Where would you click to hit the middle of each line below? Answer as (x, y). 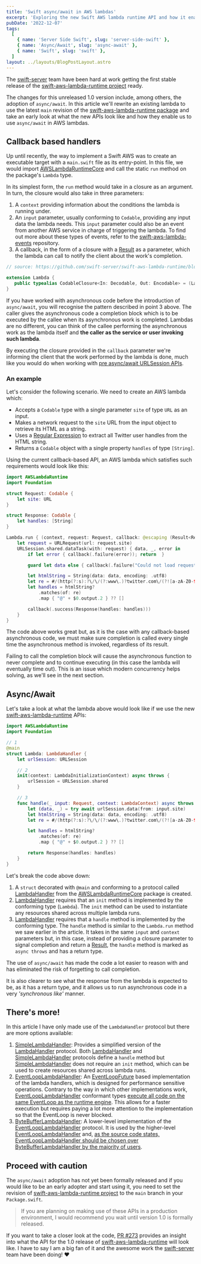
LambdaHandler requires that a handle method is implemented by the (100, 919)
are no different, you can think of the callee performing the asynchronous (97, 326)
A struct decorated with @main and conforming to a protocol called (97, 887)
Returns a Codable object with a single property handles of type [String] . (105, 448)
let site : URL (34, 499)
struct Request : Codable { (40, 493)
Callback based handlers (54, 141)
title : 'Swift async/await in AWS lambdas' (61, 12)
